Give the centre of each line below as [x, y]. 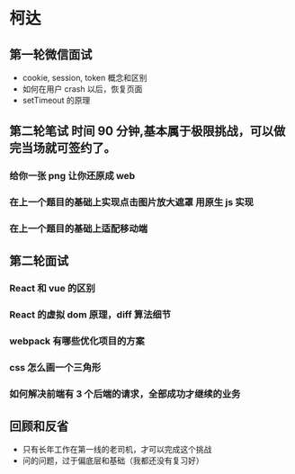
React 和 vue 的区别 [53, 289]
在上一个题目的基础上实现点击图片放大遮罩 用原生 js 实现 [132, 202]
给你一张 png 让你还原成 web [72, 176]
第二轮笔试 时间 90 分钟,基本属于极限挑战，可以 [142, 131]
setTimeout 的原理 [56, 100]
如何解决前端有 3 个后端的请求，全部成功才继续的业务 [125, 394]
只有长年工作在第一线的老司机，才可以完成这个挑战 [117, 449]
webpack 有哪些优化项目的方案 [77, 341]
